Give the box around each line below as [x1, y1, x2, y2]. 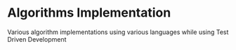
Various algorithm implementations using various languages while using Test [7, 28, 229, 36]
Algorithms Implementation [7, 5, 171, 21]
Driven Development [7, 35, 67, 43]
